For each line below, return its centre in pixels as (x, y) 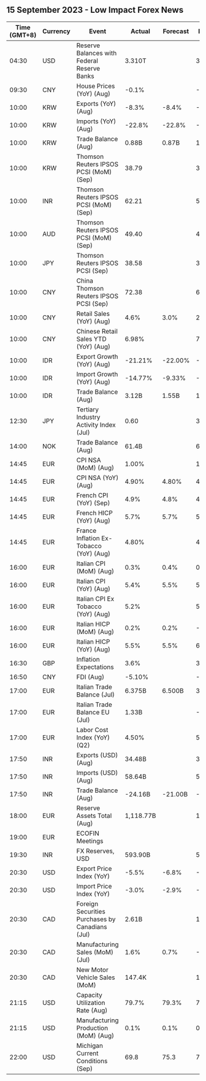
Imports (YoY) (96, 121)
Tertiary (88, 409)
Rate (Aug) (92, 1010)
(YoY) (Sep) (93, 503)
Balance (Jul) (96, 694)
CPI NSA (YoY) (97, 478)
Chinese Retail (97, 331)
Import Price (94, 886)
